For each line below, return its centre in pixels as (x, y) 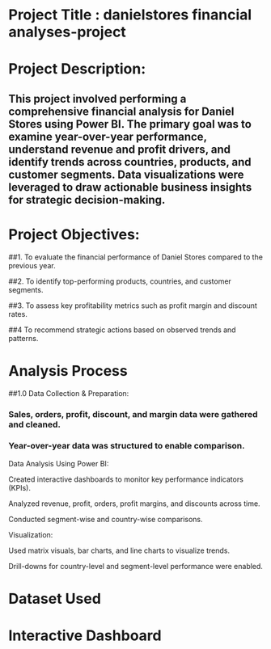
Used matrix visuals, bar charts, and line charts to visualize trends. (119, 550)
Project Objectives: (74, 234)
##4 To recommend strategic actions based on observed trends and (122, 330)
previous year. (32, 265)
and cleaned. (35, 424)
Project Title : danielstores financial (130, 15)
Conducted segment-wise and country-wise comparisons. (106, 519)
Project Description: (77, 69)
